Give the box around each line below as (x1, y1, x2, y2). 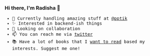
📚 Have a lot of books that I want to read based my (11, 39, 145, 45)
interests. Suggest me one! (11, 46, 80, 52)
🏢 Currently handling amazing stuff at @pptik (11, 16, 128, 21)
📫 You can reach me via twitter (11, 32, 93, 37)
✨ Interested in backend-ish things (11, 21, 102, 26)
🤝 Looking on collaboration (11, 26, 80, 32)
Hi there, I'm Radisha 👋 (4, 4, 61, 11)
